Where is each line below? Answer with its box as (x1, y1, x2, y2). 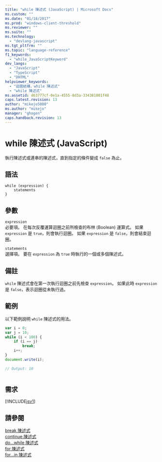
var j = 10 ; (5, 330, 29, 335)
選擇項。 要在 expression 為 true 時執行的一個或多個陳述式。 (5, 251, 126, 257)
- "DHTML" (9, 75, 29, 80)
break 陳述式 (5, 428, 30, 433)
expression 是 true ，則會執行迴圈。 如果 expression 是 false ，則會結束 (5, 231, 147, 236)
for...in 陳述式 (5, 452, 32, 458)
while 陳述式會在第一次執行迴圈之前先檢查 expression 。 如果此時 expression (5, 280, 157, 286)
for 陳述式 (5, 446, 25, 452)
